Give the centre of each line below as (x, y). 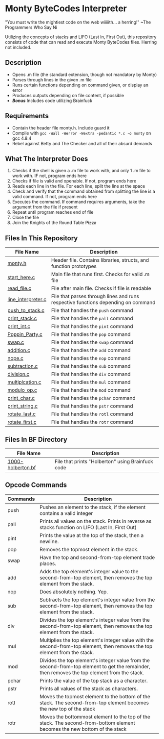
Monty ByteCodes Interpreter (66, 9)
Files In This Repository (41, 238)
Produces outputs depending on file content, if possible (68, 95)
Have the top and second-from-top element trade (97, 557)
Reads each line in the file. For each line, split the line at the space (79, 186)
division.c (19, 374)
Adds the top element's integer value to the (89, 571)
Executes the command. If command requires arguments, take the (79, 202)
